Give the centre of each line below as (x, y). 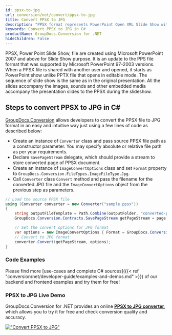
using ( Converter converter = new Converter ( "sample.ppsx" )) (72, 204)
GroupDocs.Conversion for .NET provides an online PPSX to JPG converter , (85, 306)
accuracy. (16, 317)
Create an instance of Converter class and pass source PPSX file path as (89, 141)
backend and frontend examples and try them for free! (63, 282)
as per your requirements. (40, 151)
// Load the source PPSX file (38, 199)
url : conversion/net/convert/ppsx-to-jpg (50, 15)
